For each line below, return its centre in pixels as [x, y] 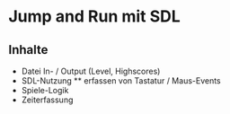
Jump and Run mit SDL [94, 17]
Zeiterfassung [47, 100]
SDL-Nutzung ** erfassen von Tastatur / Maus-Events [121, 81]
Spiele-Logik [45, 90]
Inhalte [28, 50]
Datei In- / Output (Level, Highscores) [91, 71]
